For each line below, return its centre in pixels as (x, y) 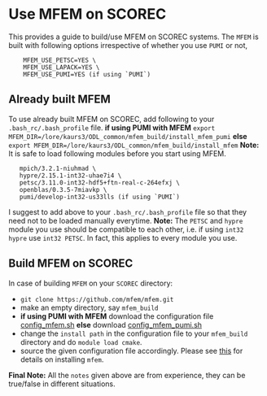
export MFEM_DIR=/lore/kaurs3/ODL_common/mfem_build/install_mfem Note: (134, 145)
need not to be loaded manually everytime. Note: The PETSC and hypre (126, 220)
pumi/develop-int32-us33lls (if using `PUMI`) (100, 197)
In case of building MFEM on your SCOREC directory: (91, 283)
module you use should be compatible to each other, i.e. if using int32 (126, 229)
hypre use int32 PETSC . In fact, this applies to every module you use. (123, 237)
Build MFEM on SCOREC (71, 264)
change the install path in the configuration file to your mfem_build (134, 333)
